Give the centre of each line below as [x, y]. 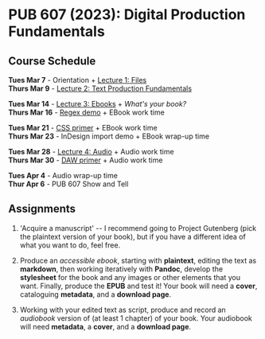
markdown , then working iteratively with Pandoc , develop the [121, 269]
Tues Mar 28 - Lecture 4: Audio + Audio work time [91, 152]
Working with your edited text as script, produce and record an [123, 310]
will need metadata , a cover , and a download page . [105, 326]
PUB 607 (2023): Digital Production [127, 15]
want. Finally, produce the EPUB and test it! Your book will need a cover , [138, 286]
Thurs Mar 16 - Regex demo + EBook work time [86, 112]
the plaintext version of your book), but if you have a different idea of [133, 236]
